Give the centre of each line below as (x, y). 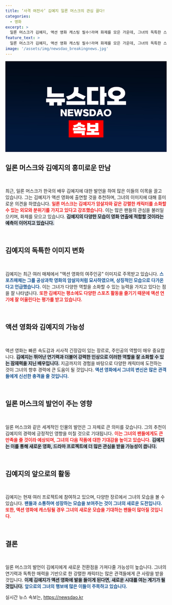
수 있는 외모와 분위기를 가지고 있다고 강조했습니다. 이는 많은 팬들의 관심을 (78, 210)
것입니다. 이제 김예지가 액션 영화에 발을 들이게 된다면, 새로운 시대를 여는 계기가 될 (85, 580)
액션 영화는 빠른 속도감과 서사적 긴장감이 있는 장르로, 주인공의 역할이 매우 (78, 350)
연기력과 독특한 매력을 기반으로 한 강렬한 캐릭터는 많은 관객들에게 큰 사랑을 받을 (84, 574)
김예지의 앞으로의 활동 (38, 473)
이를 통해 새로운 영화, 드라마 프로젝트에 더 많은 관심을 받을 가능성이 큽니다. (84, 446)
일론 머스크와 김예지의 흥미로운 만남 (58, 167)
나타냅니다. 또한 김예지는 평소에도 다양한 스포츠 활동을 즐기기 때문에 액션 (88, 293)
